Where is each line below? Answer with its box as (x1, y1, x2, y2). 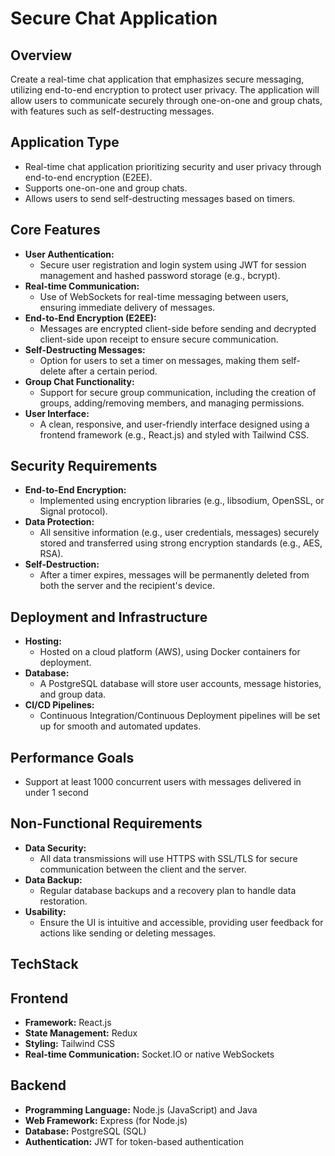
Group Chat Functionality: (24, 375, 135, 387)
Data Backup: (24, 873, 83, 886)
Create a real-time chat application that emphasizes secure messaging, (10, 73, 305, 85)
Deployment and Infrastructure (10, 608, 208, 626)
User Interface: (24, 407, 90, 419)
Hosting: (24, 635, 62, 647)
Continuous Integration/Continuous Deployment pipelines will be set (39, 710, 321, 722)
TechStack (10, 956, 79, 973)
